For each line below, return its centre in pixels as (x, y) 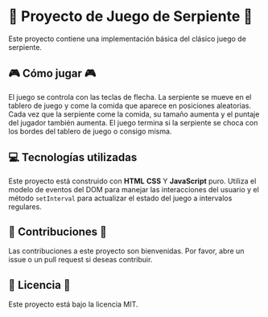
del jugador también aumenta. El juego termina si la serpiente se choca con (133, 122)
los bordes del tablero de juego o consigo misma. (90, 131)
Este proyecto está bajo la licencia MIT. (73, 304)
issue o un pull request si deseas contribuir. (80, 260)
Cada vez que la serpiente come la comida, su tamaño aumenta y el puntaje (134, 114)
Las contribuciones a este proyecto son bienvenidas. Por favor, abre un (126, 251)
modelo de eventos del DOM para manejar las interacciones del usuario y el (134, 189)
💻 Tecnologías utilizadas (73, 157)
